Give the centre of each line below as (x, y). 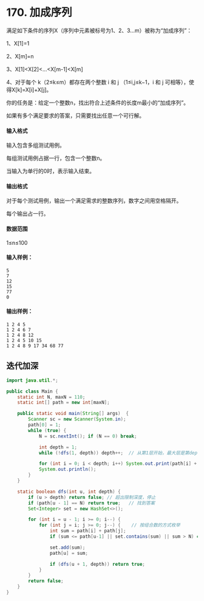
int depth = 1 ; (58, 447)
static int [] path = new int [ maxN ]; (64, 403)
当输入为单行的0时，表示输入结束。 (51, 171)
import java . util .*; (32, 380)
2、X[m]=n (20, 56)
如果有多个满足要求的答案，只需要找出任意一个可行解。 (75, 115)
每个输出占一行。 (28, 214)
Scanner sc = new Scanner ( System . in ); (77, 419)
